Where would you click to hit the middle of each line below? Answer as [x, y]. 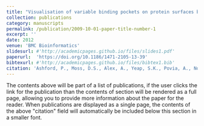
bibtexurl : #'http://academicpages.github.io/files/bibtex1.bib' [90, 62]
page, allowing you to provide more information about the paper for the [95, 98]
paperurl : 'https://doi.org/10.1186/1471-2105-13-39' [77, 57]
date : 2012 [20, 40]
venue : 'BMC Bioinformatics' [43, 46]
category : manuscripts [35, 23]
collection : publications [39, 18]
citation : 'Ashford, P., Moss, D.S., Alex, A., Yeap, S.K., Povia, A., [99, 68]
